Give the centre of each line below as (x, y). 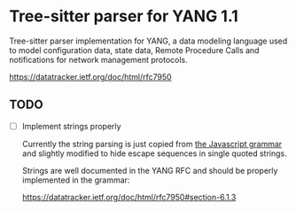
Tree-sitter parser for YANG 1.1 (124, 16)
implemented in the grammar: (76, 180)
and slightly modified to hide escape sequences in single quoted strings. (154, 153)
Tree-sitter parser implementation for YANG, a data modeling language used (148, 41)
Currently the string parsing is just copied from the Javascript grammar (152, 144)
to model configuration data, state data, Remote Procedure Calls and (134, 50)
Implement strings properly (71, 126)
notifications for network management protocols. (98, 59)
